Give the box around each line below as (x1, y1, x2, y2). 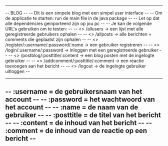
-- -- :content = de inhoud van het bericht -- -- (5, 118, 152, 127)
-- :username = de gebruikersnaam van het (5, 87, 142, 96)
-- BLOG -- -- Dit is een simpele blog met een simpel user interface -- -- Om (5, 10, 162, 15)
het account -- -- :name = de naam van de (5, 103, 138, 111)
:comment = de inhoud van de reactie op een (5, 126, 147, 135)
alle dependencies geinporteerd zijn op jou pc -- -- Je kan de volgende (5, 20, 152, 26)
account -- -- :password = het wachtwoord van (5, 95, 155, 104)
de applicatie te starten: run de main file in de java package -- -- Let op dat (5, 15, 160, 21)
